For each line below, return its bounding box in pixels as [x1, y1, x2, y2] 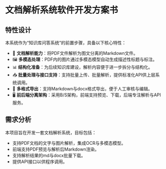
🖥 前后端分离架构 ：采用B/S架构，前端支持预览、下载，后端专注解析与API [12, 92, 161, 98]
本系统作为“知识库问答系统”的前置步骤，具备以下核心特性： [5, 40, 126, 45]
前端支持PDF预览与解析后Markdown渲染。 [12, 146, 99, 152]
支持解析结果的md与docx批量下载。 [12, 152, 86, 158]
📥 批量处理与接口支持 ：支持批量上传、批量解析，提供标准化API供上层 [12, 72, 156, 78]
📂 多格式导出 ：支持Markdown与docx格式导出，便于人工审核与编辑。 [12, 86, 153, 91]
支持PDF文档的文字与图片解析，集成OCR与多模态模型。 [12, 140, 126, 146]
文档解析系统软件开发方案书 [5, 4, 118, 16]
